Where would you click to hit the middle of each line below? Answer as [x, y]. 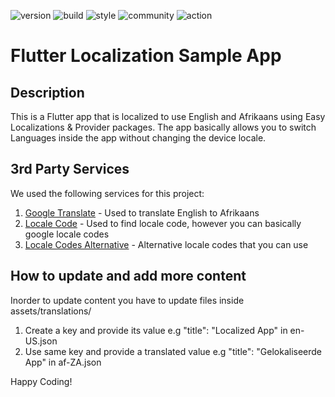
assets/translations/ [51, 311]
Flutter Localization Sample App [146, 56]
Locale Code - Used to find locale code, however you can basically [163, 223]
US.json [41, 341]
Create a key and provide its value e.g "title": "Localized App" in [156, 330]
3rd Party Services [70, 169]
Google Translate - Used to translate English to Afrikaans [142, 212]
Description [47, 92]
